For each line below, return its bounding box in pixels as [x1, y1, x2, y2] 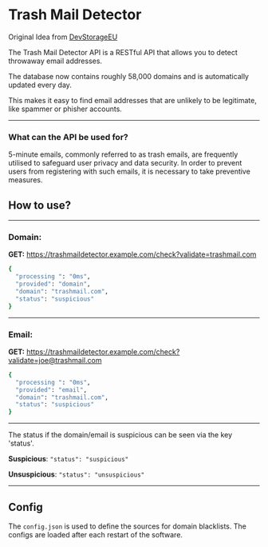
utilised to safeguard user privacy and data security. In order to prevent [8, 158, 242, 168]
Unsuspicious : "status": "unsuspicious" [8, 469, 145, 479]
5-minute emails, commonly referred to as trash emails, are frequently [8, 150, 238, 159]
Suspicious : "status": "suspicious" [8, 454, 129, 464]
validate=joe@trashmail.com [8, 355, 102, 365]
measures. [8, 175, 43, 185]
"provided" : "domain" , [15, 280, 91, 289]
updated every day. [8, 80, 72, 90]
